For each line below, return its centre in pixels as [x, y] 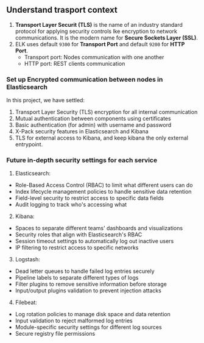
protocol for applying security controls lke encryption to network [96, 31]
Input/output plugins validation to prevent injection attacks [88, 291]
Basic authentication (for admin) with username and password [93, 125]
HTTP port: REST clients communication [75, 63]
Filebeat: [26, 302]
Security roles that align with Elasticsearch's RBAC [79, 235]
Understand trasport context [62, 10]
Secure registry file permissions [55, 334]
